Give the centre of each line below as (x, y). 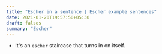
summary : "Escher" (29, 28)
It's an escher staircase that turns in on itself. (70, 46)
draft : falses (24, 23)
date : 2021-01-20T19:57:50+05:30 (48, 17)
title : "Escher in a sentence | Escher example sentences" (82, 12)
